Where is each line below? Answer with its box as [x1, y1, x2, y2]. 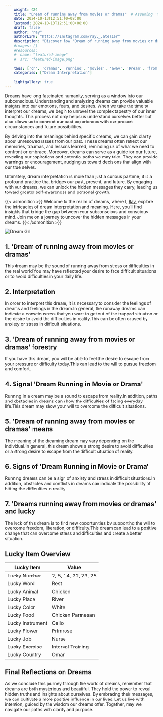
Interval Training [51, 644, 89, 650]
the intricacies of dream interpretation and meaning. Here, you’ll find [5, 204, 142, 210]
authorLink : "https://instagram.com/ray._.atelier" [14, 35, 120, 39]
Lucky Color [7, 604, 35, 611]
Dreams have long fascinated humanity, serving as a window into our [5, 93, 143, 99]
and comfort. [5, 366, 31, 372]
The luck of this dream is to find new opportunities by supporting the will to [5, 520, 155, 526]
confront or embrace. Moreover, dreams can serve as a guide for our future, [5, 149, 157, 155]
